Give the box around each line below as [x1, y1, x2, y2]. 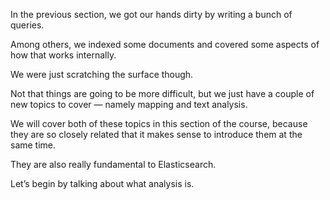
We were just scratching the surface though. [10, 69, 194, 80]
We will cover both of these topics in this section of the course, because [10, 118, 308, 129]
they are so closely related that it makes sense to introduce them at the [10, 129, 303, 140]
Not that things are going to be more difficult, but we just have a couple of [10, 88, 315, 99]
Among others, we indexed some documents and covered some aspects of [10, 39, 320, 50]
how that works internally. [10, 49, 117, 61]
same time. [10, 139, 57, 151]
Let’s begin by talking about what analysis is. [10, 178, 195, 189]
